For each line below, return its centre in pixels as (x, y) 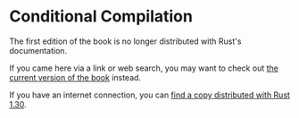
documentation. (38, 50)
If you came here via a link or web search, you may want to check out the (144, 68)
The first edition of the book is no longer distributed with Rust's (125, 41)
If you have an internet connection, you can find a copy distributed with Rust (149, 95)
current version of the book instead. (75, 77)
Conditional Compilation (101, 17)
